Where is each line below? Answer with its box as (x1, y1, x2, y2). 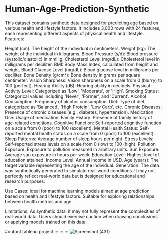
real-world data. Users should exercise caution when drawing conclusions (5, 213, 158, 219)
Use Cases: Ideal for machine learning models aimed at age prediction (5, 188, 150, 194)
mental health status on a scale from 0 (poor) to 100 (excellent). (24, 130, 155, 136)
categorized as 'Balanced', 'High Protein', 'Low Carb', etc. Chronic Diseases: (5, 104, 162, 110)
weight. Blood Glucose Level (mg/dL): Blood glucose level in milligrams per (5, 66, 159, 73)
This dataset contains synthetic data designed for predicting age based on (5, 20, 159, 26)
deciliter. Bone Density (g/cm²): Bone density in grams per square (5, 72, 141, 78)
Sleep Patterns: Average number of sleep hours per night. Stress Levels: (5, 136, 154, 142)
